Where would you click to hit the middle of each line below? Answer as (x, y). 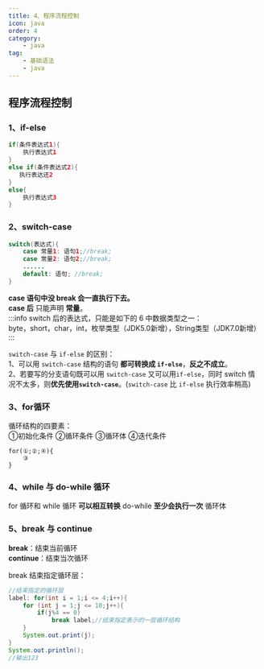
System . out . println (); (46, 650)
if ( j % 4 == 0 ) (59, 613)
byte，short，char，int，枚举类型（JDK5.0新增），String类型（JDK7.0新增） (135, 328)
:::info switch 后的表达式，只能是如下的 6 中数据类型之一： (105, 318)
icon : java (27, 23)
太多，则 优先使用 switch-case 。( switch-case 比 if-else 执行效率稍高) (136, 384)
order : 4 (23, 31)
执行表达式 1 (40, 153)
